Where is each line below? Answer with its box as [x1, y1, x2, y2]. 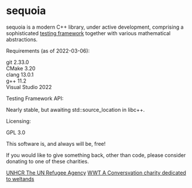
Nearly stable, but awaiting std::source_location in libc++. [6, 106, 145, 113]
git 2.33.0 [6, 59, 29, 66]
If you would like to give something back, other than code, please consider [6, 151, 186, 159]
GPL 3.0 [6, 129, 26, 136]
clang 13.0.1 [6, 71, 34, 78]
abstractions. [6, 36, 38, 43]
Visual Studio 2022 [6, 83, 52, 90]
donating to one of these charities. [6, 158, 89, 165]
